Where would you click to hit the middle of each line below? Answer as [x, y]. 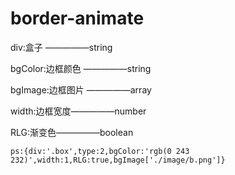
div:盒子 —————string [61, 47]
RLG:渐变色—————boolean [72, 132]
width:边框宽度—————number [78, 111]
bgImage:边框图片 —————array [81, 89]
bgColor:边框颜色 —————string [81, 68]
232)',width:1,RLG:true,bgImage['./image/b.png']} [118, 160]
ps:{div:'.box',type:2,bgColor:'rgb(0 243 [100, 151]
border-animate [77, 18]
